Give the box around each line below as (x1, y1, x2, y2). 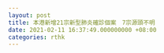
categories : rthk (8, 33, 65, 41)
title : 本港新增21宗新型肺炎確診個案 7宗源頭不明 (8, 19, 155, 26)
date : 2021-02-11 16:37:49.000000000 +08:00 (8, 26, 157, 34)
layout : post (8, 11, 51, 19)
